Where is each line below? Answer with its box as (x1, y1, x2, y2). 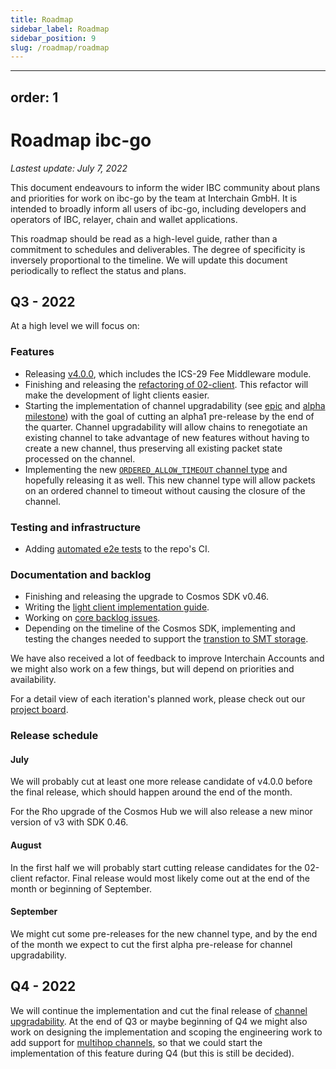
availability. (10, 674, 57, 686)
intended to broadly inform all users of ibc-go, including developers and (10, 202, 307, 215)
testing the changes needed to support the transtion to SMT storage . (24, 633, 309, 645)
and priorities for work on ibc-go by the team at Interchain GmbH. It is (10, 192, 298, 204)
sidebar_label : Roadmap (10, 24, 110, 34)
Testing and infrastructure (10, 520, 142, 534)
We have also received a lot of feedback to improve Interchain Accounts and (10, 652, 325, 665)
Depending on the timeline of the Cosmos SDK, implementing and (24, 622, 296, 635)
